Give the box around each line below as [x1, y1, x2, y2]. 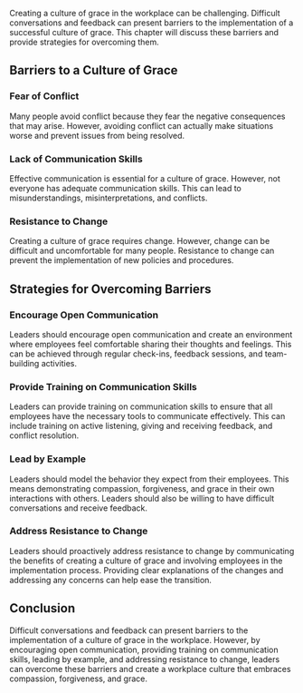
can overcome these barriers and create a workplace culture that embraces [9, 663, 291, 674]
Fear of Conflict [9, 90, 80, 102]
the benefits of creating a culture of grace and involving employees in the [9, 555, 283, 566]
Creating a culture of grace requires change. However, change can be [9, 236, 270, 247]
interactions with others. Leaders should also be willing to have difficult [9, 493, 275, 503]
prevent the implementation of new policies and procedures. [9, 255, 234, 266]
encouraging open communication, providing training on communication [9, 644, 279, 655]
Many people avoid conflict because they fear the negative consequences [9, 111, 287, 122]
